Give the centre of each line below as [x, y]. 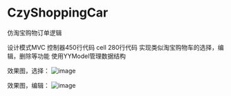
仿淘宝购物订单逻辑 [35, 32]
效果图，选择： [28, 70]
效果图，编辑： [28, 85]
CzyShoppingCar [58, 13]
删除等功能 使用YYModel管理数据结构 [73, 56]
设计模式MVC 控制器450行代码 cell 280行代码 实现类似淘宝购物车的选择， [112, 47]
